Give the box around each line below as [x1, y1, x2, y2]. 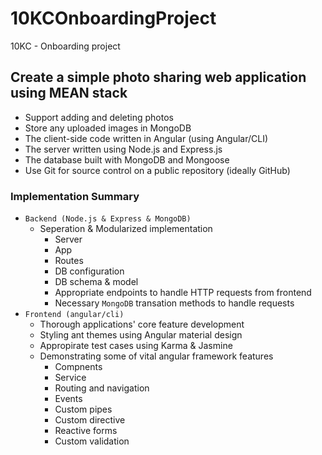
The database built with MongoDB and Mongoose [24, 153, 230, 166]
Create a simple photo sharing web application [10, 69, 307, 86]
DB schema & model [54, 276, 139, 288]
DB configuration [54, 265, 125, 277]
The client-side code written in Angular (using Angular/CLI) [24, 132, 269, 144]
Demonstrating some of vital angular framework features [39, 350, 274, 362]
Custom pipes [54, 403, 113, 416]
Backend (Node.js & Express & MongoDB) [24, 214, 192, 224]
